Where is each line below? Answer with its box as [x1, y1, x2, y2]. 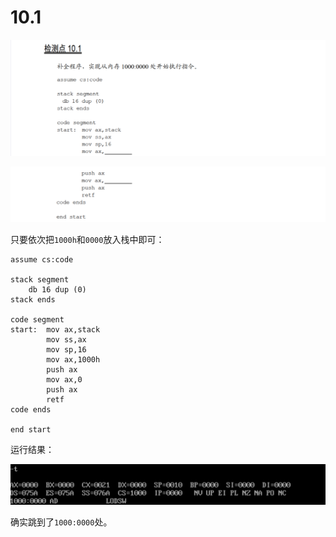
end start [10, 425, 52, 435]
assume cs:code [10, 255, 74, 265]
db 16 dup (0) [28, 285, 87, 295]
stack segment [10, 275, 70, 285]
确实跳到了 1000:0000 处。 [10, 516, 113, 528]
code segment [10, 315, 65, 325]
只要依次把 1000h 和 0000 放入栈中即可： [10, 234, 165, 246]
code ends [10, 405, 52, 415]
